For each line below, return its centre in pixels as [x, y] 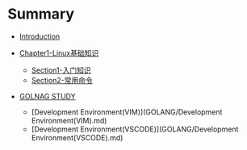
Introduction [40, 36]
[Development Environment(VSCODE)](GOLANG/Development [135, 129]
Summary [41, 14]
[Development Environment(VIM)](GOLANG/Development [127, 112]
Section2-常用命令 [62, 80]
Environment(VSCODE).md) [77, 137]
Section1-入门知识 [61, 70]
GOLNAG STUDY [47, 96]
